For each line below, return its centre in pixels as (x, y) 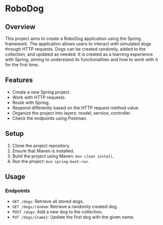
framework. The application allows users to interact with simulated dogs (78, 44)
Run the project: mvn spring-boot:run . (51, 161)
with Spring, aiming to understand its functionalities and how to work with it (81, 59)
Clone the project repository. (41, 145)
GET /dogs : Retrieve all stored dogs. (48, 201)
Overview (20, 27)
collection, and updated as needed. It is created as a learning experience (79, 54)
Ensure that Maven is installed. (43, 151)
